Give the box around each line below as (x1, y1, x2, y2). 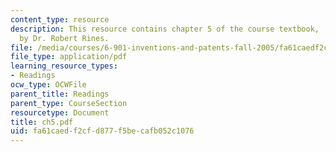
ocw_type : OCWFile (10, 80, 87, 90)
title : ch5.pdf (10, 117, 74, 127)
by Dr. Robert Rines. (19, 33, 110, 43)
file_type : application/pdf (10, 52, 128, 62)
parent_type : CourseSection (10, 98, 128, 108)
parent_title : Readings (10, 89, 110, 99)
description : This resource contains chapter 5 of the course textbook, (10, 24, 320, 34)
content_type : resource (10, 14, 110, 25)
